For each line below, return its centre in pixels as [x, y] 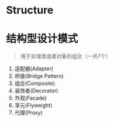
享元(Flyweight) [33, 106]
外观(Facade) [30, 98]
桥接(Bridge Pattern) [39, 76]
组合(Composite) [35, 83]
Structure [30, 10]
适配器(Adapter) [34, 69]
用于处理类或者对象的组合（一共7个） [66, 56]
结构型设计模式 [42, 39]
